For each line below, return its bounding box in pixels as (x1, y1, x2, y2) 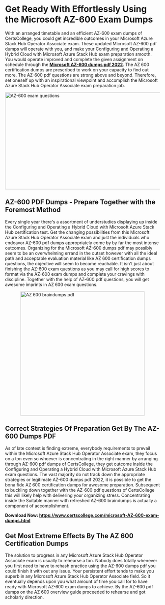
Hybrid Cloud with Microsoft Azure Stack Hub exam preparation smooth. (5, 51, 152, 57)
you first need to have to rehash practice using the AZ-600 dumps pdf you (5, 563, 156, 569)
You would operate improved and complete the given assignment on (5, 56, 143, 62)
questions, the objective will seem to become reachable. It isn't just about (5, 260, 154, 266)
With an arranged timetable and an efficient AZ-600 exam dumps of (5, 30, 142, 36)
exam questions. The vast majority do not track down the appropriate (5, 471, 145, 477)
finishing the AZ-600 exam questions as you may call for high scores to (5, 266, 150, 272)
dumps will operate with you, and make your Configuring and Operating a (5, 46, 154, 52)
